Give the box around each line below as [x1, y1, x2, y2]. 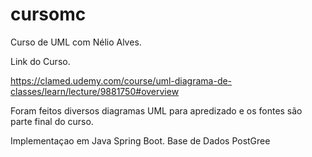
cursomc [10, 3, 87, 26]
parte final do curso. [10, 115, 94, 127]
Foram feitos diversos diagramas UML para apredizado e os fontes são [10, 104, 303, 117]
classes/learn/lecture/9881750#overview [10, 85, 180, 97]
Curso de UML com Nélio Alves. [10, 36, 142, 48]
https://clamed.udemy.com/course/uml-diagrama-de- [10, 74, 233, 87]
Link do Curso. [10, 55, 71, 67]
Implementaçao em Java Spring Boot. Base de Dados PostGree [10, 134, 271, 147]
